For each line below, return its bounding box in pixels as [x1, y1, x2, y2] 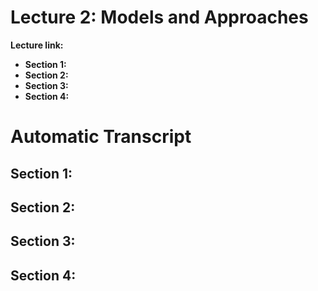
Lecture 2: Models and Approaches [10, 6, 309, 29]
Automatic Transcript [10, 126, 192, 148]
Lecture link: [10, 39, 64, 51]
